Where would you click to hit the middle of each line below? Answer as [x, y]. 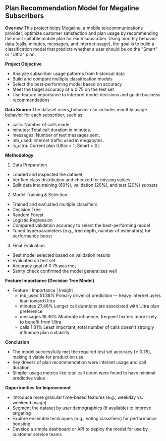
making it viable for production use [48, 357]
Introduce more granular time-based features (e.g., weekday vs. [78, 397]
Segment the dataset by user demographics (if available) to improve [82, 408]
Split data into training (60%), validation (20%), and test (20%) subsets [85, 185]
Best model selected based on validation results [61, 255]
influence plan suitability [45, 332]
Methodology [19, 155]
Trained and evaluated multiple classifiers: [55, 204]
